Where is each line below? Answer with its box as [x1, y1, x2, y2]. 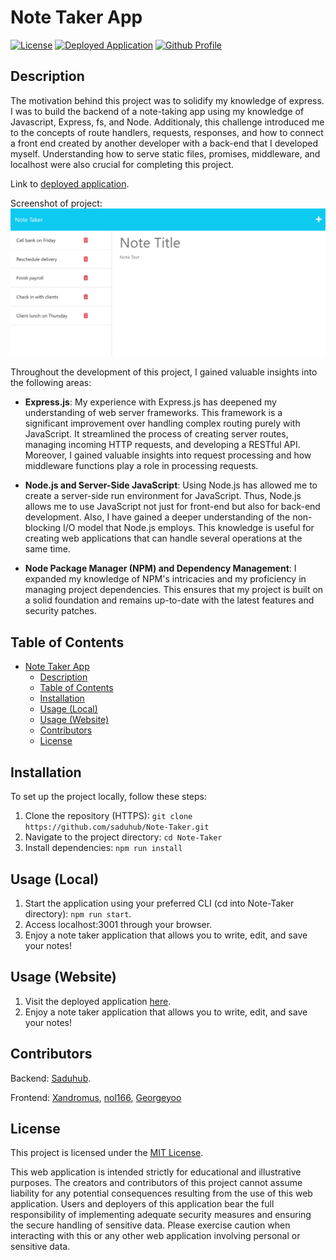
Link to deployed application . [10, 177, 130, 190]
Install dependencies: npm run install [24, 842, 183, 854]
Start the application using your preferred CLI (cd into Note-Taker [24, 897, 295, 909]
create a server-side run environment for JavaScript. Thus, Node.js [24, 490, 302, 502]
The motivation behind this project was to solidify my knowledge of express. [10, 94, 325, 106]
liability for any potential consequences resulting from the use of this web [10, 1187, 313, 1200]
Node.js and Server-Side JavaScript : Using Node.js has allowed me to [24, 479, 318, 491]
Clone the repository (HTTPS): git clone [24, 810, 193, 822]
